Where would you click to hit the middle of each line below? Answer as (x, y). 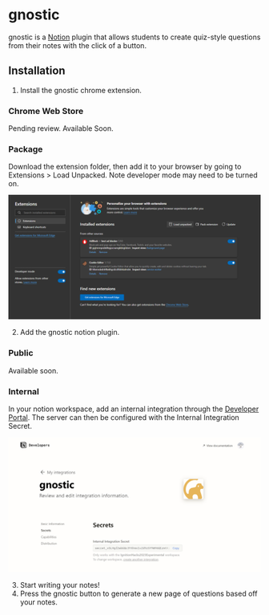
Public (21, 353)
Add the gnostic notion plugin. (70, 332)
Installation (37, 71)
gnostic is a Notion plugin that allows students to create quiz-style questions (134, 37)
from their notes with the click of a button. (77, 45)
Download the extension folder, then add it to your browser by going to (125, 167)
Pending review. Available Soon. (61, 128)
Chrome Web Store (46, 111)
